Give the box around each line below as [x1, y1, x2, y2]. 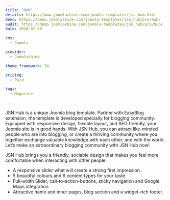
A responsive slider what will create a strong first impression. [12, 167, 141, 173]
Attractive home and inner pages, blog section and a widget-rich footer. [12, 189, 163, 195]
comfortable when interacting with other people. [5, 157, 107, 163]
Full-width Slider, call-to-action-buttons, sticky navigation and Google [12, 178, 160, 184]
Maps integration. [12, 184, 50, 189]
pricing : [5, 72, 24, 78]
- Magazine [10, 91, 33, 97]
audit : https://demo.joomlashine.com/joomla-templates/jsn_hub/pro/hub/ [5, 21, 163, 27]
